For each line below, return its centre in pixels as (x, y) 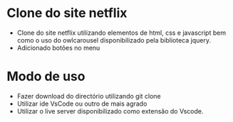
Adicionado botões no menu (58, 48)
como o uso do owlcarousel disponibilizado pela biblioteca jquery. (114, 40)
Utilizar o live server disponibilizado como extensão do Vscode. (110, 111)
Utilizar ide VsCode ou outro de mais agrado (82, 104)
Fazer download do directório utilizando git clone (89, 96)
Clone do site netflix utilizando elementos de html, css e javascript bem (121, 33)
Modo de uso (46, 77)
